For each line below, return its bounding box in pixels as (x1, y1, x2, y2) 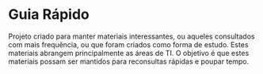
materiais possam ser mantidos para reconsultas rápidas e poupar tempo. (8, 57, 250, 66)
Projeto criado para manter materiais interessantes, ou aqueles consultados (8, 31, 255, 41)
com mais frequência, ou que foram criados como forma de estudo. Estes (8, 39, 249, 49)
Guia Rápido (8, 6, 90, 24)
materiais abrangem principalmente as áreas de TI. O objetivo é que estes (8, 48, 250, 57)
